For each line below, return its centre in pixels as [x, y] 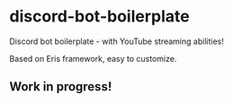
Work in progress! [61, 87]
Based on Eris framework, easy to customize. [93, 58]
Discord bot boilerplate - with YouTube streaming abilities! [117, 41]
